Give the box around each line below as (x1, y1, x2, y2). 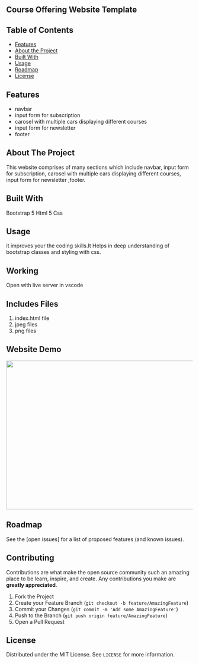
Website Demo (6, 344, 62, 354)
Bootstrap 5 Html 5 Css (6, 209, 63, 216)
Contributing (6, 553, 54, 563)
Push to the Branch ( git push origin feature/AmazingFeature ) (14, 612, 168, 619)
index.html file (14, 315, 50, 322)
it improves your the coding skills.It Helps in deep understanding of (6, 242, 170, 249)
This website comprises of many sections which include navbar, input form (6, 164, 190, 171)
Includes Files (6, 298, 59, 309)
